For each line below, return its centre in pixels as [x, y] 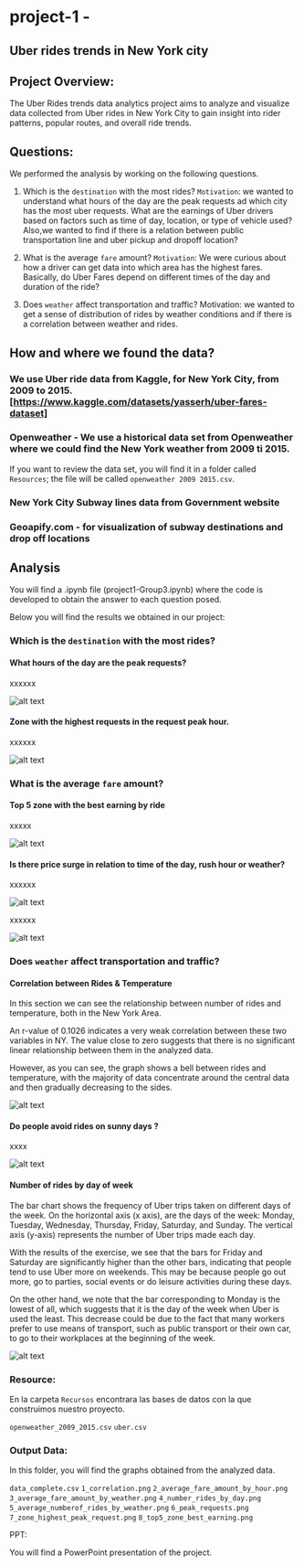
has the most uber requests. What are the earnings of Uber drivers [148, 211]
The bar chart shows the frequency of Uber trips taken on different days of [150, 1205]
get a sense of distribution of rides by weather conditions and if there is [157, 314]
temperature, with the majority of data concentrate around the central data [150, 1078]
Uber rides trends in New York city [109, 51]
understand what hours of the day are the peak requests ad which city [155, 201]
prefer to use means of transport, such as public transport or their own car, [151, 1328]
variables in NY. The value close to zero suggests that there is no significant [152, 1040]
